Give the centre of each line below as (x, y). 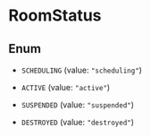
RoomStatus (55, 16)
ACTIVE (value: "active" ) (66, 87)
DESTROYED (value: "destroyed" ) (78, 122)
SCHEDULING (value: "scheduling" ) (81, 70)
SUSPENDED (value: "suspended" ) (78, 105)
